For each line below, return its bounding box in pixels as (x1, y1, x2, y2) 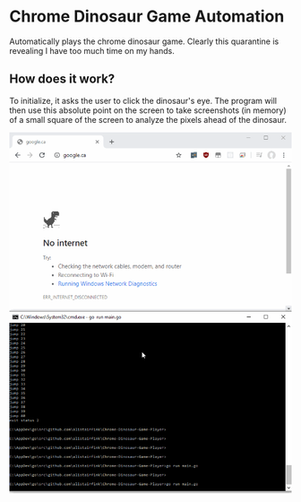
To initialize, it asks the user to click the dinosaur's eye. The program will (9, 95, 278, 106)
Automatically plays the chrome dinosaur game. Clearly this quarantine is (9, 36, 279, 47)
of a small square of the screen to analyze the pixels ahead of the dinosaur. (9, 114, 287, 125)
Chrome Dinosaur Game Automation (9, 6, 285, 27)
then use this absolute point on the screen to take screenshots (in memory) (9, 105, 287, 116)
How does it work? (9, 72, 116, 87)
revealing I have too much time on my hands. (9, 45, 175, 56)
